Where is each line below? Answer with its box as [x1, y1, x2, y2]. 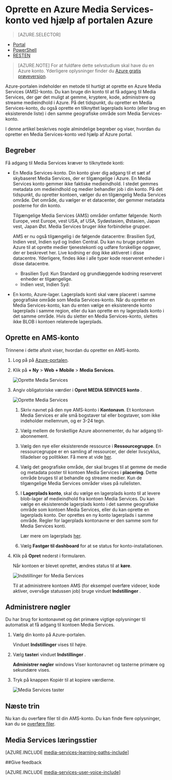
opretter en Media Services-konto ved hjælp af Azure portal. [5, 131, 133, 137]
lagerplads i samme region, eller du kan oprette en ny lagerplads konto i [12, 307, 164, 314]
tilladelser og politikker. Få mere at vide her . [20, 454, 113, 460]
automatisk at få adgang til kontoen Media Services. [5, 622, 115, 628]
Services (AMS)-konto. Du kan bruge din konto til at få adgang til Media [5, 88, 156, 94]
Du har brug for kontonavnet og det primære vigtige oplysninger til [5, 616, 146, 622]
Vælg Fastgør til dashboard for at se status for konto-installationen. [20, 542, 164, 549]
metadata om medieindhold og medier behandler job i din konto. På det [12, 186, 163, 192]
